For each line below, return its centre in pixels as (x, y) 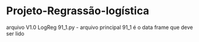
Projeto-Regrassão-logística (78, 11)
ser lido (15, 33)
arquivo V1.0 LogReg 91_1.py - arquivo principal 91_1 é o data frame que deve (99, 27)
